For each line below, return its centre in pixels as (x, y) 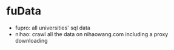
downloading (31, 40)
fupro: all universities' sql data (53, 28)
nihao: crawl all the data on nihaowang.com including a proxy (92, 34)
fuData (24, 11)
